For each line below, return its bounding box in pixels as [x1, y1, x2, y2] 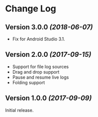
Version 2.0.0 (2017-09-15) [5, 50, 92, 59]
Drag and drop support [12, 69, 60, 75]
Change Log [5, 3, 56, 14]
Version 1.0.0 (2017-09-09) [5, 94, 92, 103]
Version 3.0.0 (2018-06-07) [5, 23, 93, 31]
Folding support [12, 79, 45, 85]
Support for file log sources [12, 63, 69, 70]
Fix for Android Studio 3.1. [12, 36, 66, 42]
